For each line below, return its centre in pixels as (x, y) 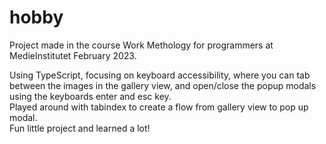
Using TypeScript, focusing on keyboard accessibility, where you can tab (160, 75)
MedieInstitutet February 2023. (73, 55)
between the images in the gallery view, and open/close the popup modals (163, 85)
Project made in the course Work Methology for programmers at (141, 45)
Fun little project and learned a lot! (80, 128)
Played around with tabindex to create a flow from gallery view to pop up (159, 107)
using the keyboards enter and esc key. (90, 96)
